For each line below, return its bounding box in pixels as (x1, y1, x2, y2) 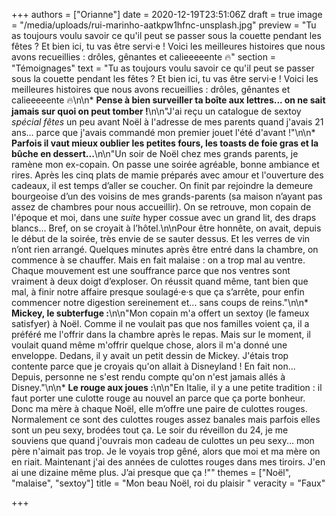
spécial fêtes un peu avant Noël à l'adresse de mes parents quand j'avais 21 (11, 116, 324, 128)
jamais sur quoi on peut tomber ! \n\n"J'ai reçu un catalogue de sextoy (11, 105, 302, 117)
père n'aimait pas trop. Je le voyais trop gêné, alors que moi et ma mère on (11, 445, 321, 457)
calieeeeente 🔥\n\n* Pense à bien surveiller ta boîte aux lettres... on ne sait (11, 94, 326, 106)
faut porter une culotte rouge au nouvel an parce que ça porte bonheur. (11, 392, 306, 404)
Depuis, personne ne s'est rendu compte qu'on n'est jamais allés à (11, 371, 286, 383)
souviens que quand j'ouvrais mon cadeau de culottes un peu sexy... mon (11, 435, 315, 446)
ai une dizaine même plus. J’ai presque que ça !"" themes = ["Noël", (11, 467, 292, 478)
